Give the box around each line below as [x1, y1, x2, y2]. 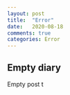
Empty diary [7, 62, 61, 74]
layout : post [7, 10, 45, 17]
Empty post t [7, 80, 44, 88]
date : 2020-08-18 [7, 23, 64, 30]
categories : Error [7, 36, 60, 43]
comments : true [7, 29, 51, 37]
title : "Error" [7, 17, 54, 24]
